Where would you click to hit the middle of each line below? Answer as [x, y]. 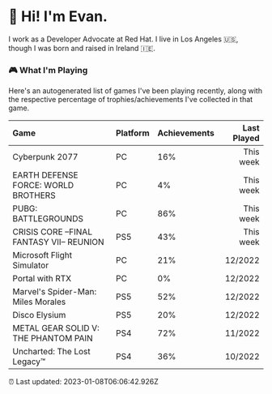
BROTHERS [34, 195]
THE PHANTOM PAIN [53, 338]
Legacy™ [29, 362]
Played [246, 139]
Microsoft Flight [42, 255]
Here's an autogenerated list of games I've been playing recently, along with [136, 91]
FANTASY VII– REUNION [58, 242]
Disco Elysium [39, 315]
